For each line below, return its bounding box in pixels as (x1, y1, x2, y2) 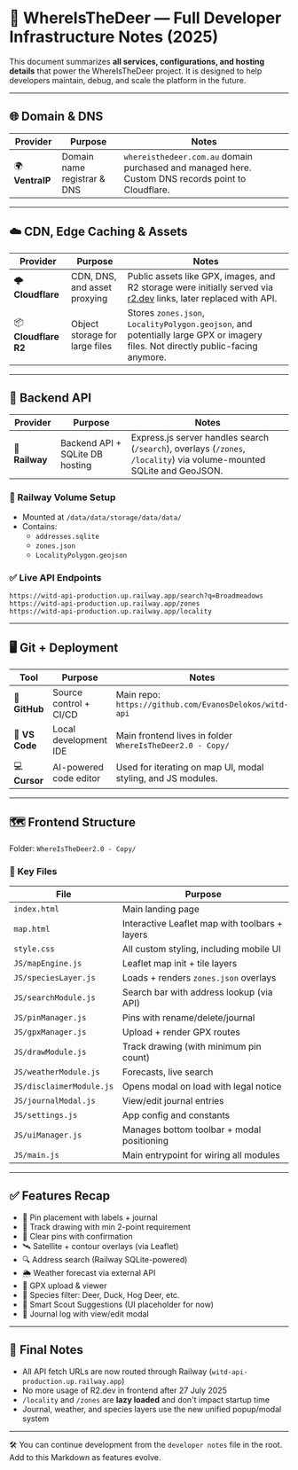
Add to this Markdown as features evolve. (9, 1451, 161, 1462)
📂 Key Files (9, 864, 58, 877)
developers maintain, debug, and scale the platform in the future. (9, 74, 247, 85)
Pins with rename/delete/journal (122, 1011, 255, 1023)
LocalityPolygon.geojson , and (127, 317, 253, 330)
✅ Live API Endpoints (9, 571, 102, 583)
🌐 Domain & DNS (9, 109, 104, 124)
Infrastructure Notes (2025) (9, 27, 219, 47)
